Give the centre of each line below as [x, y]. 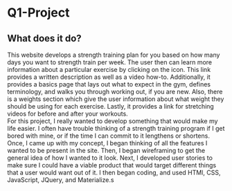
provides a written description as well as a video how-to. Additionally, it [109, 77]
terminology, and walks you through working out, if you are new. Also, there [115, 92]
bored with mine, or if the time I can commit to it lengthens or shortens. [108, 136]
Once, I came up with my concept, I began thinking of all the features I [107, 143]
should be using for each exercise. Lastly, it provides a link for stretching [111, 106]
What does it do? [44, 38]
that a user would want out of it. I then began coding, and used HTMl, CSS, [114, 172]
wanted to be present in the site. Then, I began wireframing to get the [106, 151]
